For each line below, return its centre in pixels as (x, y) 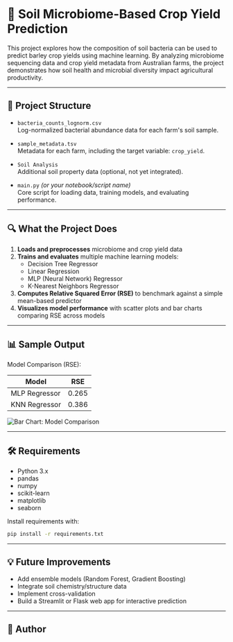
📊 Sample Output (46, 344)
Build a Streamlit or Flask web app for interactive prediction (102, 601)
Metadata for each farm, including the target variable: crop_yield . (111, 150)
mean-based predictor (49, 300)
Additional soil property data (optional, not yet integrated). (100, 171)
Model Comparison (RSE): (44, 365)
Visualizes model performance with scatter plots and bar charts (110, 308)
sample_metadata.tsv (47, 144)
